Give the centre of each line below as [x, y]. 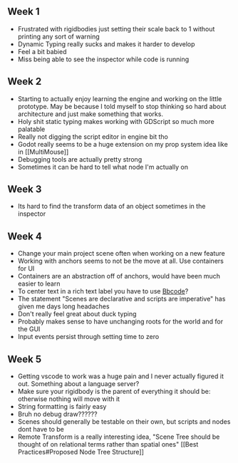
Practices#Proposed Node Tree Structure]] [81, 452]
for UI [26, 269]
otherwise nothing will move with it [68, 399]
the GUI [29, 329]
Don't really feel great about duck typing [77, 314]
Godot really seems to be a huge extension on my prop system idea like [123, 144]
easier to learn [39, 283]
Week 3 [25, 189]
